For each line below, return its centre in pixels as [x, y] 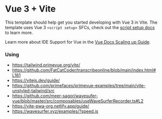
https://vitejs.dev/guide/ [36, 80]
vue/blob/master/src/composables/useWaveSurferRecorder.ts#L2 [78, 101]
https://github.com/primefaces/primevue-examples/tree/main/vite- [79, 86]
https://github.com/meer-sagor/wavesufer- [55, 96]
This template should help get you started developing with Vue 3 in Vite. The [81, 22]
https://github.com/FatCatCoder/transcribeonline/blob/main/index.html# [84, 70]
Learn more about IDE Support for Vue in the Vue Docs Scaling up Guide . [78, 42]
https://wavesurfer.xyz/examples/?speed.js [55, 111]
